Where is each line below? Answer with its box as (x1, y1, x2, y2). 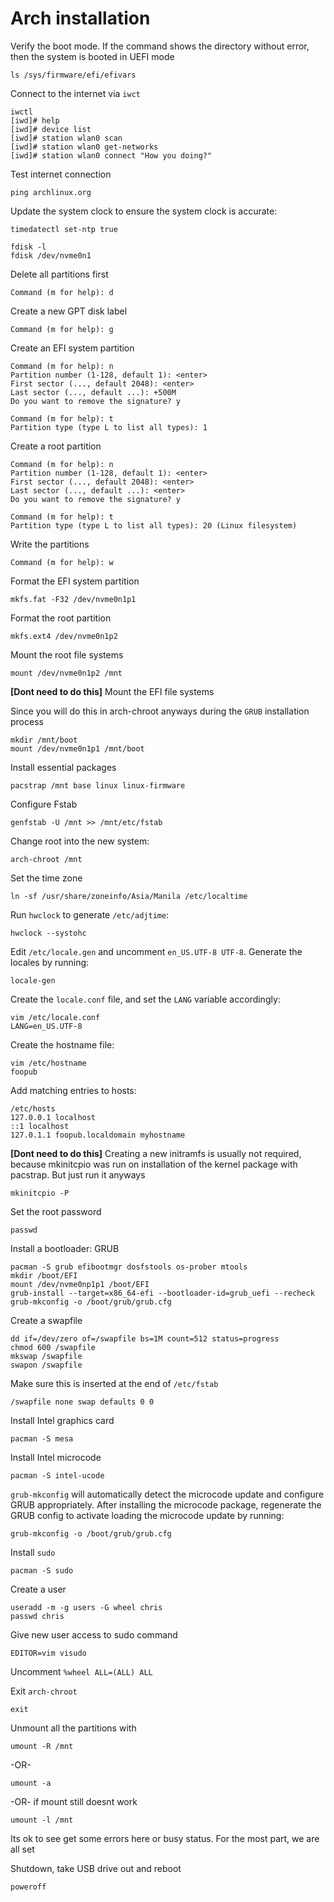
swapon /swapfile (10, 1360, 83, 1370)
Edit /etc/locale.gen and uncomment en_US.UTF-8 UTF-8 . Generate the (10, 945, 303, 957)
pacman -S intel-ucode (10, 1470, 105, 1481)
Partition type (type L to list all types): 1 (10, 422, 208, 432)
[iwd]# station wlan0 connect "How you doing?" (10, 150, 213, 161)
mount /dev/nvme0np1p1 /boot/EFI (10, 1279, 150, 1289)
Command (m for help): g (10, 324, 114, 334)
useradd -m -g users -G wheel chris (10, 1602, 163, 1612)
